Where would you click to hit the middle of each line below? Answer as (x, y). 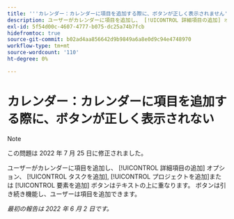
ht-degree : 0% (28, 59)
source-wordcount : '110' (43, 53)
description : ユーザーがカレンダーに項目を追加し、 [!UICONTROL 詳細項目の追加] (114, 20)
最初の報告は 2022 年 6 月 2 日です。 (60, 209)
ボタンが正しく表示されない (135, 119)
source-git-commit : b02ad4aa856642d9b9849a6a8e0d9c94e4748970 (99, 40)
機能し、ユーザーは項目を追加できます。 (83, 194)
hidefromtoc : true (34, 33)
